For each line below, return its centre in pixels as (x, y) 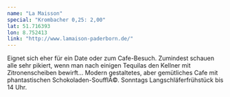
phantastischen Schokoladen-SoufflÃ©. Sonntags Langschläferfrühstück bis (115, 80)
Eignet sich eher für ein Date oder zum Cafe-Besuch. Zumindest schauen (111, 58)
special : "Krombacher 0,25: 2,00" (57, 20)
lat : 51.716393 (29, 26)
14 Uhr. (17, 87)
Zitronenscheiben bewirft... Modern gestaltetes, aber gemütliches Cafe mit (113, 73)
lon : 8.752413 (27, 32)
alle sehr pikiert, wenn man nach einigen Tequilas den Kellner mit (99, 66)
